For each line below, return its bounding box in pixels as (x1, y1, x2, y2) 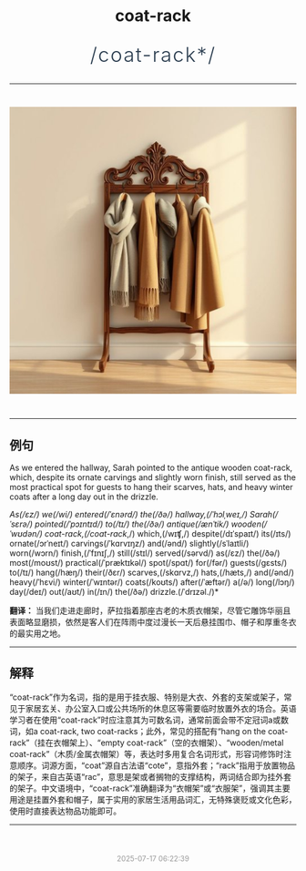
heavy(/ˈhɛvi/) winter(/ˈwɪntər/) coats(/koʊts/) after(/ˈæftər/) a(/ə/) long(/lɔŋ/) (9, 577, 295, 588)
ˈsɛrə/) (9, 518, 34, 529)
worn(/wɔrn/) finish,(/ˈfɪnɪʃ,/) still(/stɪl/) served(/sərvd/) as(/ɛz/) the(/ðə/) (9, 548, 280, 558)
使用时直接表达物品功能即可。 (9, 805, 121, 816)
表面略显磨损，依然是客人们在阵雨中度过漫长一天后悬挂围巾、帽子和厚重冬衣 (9, 617, 297, 627)
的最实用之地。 (9, 628, 66, 639)
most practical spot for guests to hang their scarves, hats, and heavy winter (9, 482, 293, 492)
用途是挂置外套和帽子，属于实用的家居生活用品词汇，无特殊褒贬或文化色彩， (9, 794, 297, 804)
